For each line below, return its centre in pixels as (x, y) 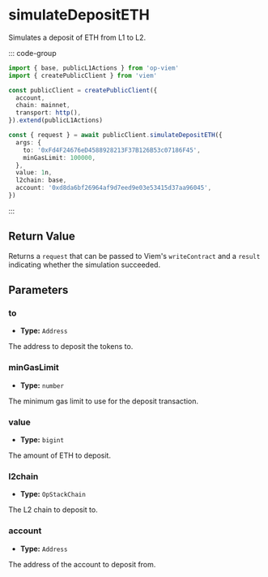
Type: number (42, 385)
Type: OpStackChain (53, 494)
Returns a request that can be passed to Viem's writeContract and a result (134, 256)
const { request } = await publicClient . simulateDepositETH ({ (115, 136)
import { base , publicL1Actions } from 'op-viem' (94, 68)
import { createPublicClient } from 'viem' (83, 75)
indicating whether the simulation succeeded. (84, 265)
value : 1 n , (34, 173)
